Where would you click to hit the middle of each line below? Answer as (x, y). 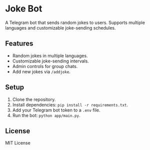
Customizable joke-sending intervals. (51, 61)
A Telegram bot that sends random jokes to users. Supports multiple (75, 22)
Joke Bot (24, 9)
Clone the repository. (34, 99)
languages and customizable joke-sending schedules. (61, 27)
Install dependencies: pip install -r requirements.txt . (70, 104)
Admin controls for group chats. (45, 66)
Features (19, 44)
